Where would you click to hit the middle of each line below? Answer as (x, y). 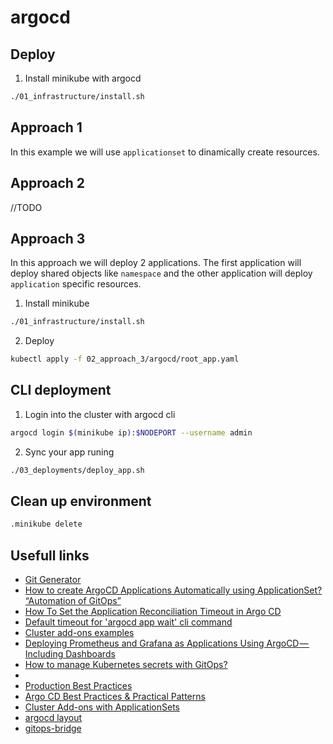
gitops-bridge (53, 728)
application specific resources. (76, 284)
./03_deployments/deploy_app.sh (77, 470)
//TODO (26, 207)
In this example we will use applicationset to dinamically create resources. (165, 152)
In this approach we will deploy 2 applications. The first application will (156, 263)
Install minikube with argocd (83, 78)
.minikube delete (46, 524)
